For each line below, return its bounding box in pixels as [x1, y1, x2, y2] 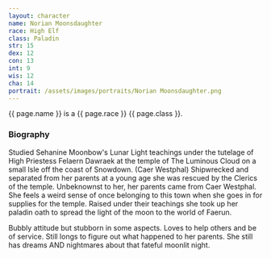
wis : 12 [8, 72, 35, 80]
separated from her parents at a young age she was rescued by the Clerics [8, 173, 258, 182]
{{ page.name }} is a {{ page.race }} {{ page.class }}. [8, 109, 183, 119]
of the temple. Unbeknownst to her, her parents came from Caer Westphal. [8, 181, 256, 191]
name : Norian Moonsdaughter [8, 19, 103, 27]
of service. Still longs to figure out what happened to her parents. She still [8, 231, 253, 241]
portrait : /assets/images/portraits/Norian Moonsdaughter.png [8, 86, 222, 95]
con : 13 [8, 57, 35, 65]
